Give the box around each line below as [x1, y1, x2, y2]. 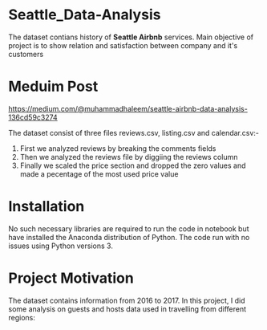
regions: [8, 312, 36, 322]
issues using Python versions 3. [8, 241, 114, 251]
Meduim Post [8, 78, 99, 96]
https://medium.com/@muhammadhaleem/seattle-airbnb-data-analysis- [8, 104, 249, 113]
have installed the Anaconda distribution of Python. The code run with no [8, 232, 250, 242]
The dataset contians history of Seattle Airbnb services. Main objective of [8, 32, 254, 42]
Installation [8, 198, 85, 216]
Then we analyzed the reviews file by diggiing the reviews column [19, 152, 238, 161]
